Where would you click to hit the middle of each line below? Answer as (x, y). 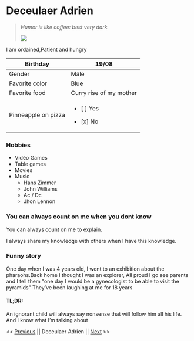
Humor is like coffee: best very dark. (65, 27)
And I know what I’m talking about (47, 320)
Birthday (37, 64)
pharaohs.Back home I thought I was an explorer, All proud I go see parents (97, 275)
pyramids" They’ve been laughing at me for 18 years (69, 287)
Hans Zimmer (40, 183)
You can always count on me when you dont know (79, 217)
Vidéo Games (31, 158)
